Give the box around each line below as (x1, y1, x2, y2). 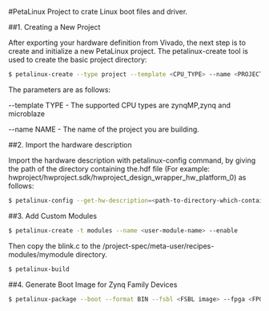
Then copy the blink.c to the (8, 240, 102, 251)
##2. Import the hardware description (8, 139, 132, 149)
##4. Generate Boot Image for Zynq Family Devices (8, 280, 178, 289)
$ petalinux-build (8, 265, 70, 273)
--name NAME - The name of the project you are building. (8, 124, 200, 134)
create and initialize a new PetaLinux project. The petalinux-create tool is (8, 46, 248, 55)
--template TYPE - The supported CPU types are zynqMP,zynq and (8, 100, 231, 110)
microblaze (8, 108, 46, 119)
